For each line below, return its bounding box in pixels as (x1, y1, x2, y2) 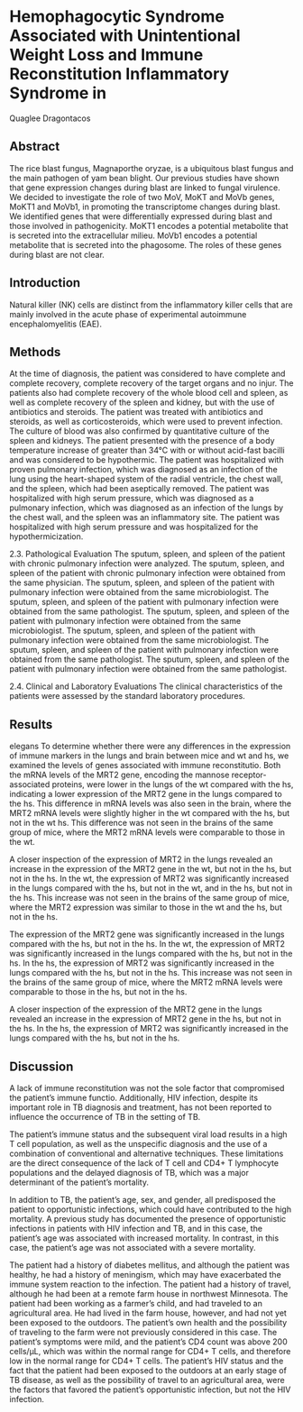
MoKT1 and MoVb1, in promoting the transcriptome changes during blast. (9, 201, 281, 212)
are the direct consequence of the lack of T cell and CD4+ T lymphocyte (9, 1158, 280, 1169)
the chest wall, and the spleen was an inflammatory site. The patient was (9, 512, 280, 523)
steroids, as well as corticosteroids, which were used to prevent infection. (9, 417, 283, 427)
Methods (9, 344, 61, 360)
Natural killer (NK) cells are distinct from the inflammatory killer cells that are (9, 299, 293, 310)
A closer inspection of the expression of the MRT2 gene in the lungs (9, 1004, 263, 1015)
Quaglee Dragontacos (9, 113, 91, 124)
